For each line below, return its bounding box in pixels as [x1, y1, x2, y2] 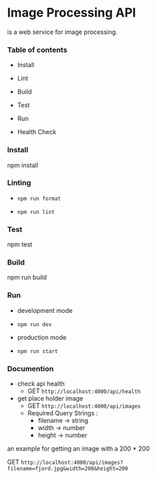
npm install [7, 161, 39, 169]
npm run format [17, 195, 62, 202]
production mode [17, 333, 67, 341]
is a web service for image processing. [7, 28, 118, 36]
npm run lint [17, 208, 55, 215]
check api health [17, 379, 65, 388]
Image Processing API [7, 5, 136, 21]
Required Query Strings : [27, 409, 98, 417]
